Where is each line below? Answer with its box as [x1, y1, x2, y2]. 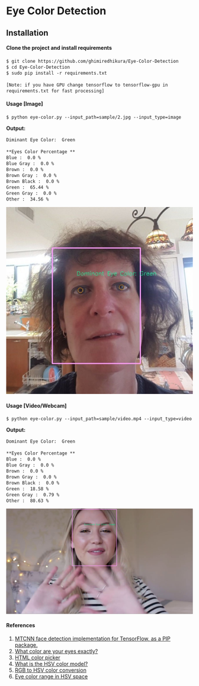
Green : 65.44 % [6, 184, 49, 190]
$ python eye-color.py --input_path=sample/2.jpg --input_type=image [6, 114, 182, 120]
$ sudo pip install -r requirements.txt [6, 70, 108, 76]
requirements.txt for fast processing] [6, 88, 105, 94]
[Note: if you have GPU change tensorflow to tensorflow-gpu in [6, 82, 168, 88]
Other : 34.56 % [6, 196, 49, 202]
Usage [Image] [6, 100, 43, 107]
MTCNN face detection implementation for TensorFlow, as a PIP [14, 635, 171, 642]
